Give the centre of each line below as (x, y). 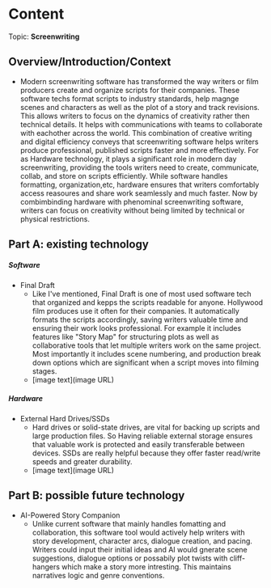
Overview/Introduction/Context (90, 62)
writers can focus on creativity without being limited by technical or (132, 210)
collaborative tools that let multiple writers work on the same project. (146, 345)
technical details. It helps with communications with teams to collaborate (141, 124)
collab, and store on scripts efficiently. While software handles (124, 176)
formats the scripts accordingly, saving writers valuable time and (140, 319)
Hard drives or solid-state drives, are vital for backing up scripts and (146, 427)
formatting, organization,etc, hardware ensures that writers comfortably (140, 184)
